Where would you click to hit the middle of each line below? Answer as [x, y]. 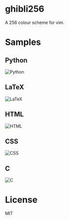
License [21, 200]
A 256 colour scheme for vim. [35, 22]
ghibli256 [25, 9]
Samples [23, 42]
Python [16, 60]
